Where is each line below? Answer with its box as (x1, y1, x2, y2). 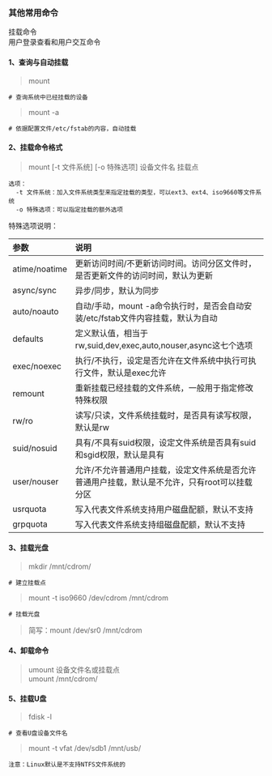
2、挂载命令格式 (8, 143, 63, 152)
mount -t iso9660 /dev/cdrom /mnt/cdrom (28, 593, 168, 603)
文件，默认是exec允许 (83, 367, 167, 378)
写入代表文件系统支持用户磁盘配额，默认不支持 (74, 504, 253, 515)
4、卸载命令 (8, 646, 49, 655)
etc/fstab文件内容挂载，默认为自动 (86, 312, 219, 323)
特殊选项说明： (8, 220, 58, 230)
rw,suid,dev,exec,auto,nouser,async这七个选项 (74, 339, 253, 351)
